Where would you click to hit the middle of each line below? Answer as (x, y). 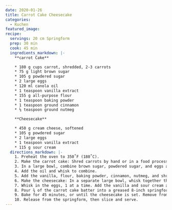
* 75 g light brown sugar (42, 72)
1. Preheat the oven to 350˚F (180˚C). (57, 157)
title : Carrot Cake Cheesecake (39, 15)
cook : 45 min (24, 48)
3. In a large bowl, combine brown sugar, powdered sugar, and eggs (89, 166)
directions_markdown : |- (36, 152)
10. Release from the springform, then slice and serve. (77, 200)
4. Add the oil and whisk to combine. (56, 171)
